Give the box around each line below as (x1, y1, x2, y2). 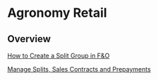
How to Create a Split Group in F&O (7, 51, 110, 60)
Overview (7, 33, 51, 45)
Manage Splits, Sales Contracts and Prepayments (7, 65, 152, 73)
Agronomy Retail (7, 5, 107, 21)
